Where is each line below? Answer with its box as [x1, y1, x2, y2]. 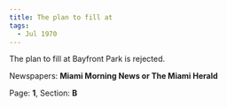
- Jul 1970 [17, 29, 58, 38]
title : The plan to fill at [9, 12, 113, 22]
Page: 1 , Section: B [9, 88, 78, 98]
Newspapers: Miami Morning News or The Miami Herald [9, 71, 219, 81]
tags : [9, 21, 29, 30]
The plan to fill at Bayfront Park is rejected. [9, 54, 166, 65]
